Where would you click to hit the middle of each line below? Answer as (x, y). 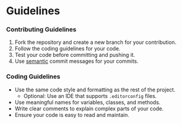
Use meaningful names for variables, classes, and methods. (87, 102)
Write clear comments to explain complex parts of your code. (89, 109)
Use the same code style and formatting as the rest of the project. (95, 90)
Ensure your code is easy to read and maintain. (72, 115)
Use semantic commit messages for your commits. (77, 61)
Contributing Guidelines (41, 30)
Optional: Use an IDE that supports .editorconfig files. (90, 96)
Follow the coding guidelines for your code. (67, 49)
